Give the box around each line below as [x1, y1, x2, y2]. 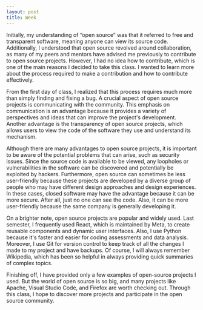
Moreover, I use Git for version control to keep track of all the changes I [6, 240, 184, 247]
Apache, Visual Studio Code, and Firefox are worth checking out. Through [6, 284, 191, 291]
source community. [6, 297, 55, 304]
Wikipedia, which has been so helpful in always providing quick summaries [6, 252, 193, 260]
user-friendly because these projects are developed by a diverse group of [6, 177, 191, 184]
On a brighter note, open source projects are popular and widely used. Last [6, 214, 194, 222]
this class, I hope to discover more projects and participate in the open [6, 290, 183, 297]
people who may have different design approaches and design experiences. [6, 183, 196, 191]
